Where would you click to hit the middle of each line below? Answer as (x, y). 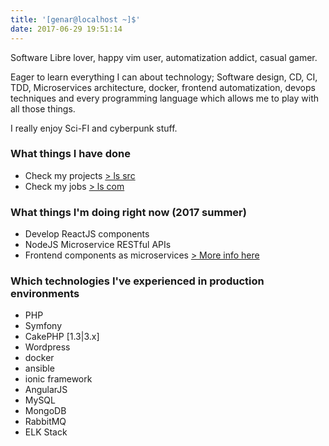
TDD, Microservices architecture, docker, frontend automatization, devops (163, 87)
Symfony (43, 326)
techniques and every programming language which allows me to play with (165, 98)
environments (45, 294)
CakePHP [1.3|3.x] (62, 337)
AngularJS (46, 390)
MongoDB (45, 411)
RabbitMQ (45, 422)
